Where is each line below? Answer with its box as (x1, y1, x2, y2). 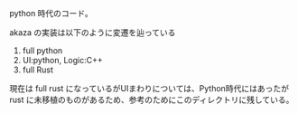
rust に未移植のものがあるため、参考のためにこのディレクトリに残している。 (9, 94, 294, 105)
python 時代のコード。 (9, 8, 93, 18)
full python (22, 45, 63, 56)
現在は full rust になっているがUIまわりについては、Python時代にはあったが (9, 83, 289, 93)
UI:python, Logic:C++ (22, 55, 103, 65)
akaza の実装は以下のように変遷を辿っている (9, 27, 176, 38)
